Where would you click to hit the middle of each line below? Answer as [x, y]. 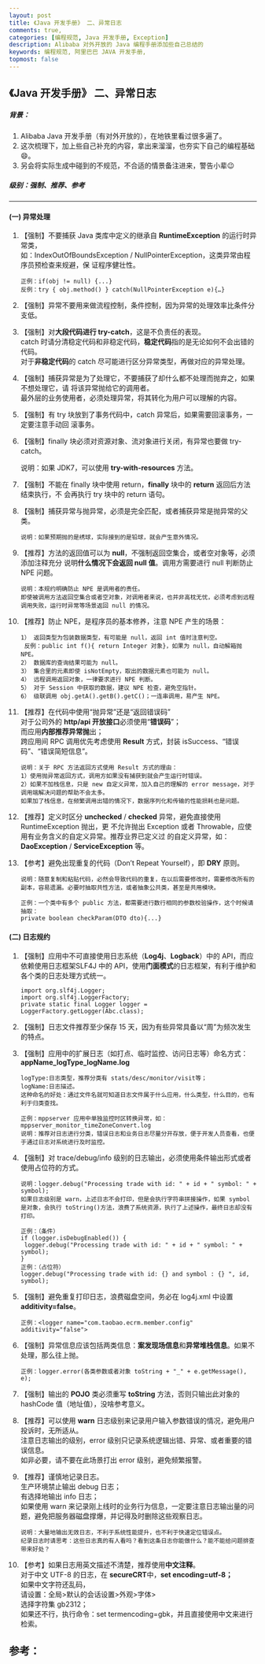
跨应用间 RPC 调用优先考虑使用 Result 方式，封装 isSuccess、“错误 [129, 742]
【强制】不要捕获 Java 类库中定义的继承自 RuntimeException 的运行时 [135, 235]
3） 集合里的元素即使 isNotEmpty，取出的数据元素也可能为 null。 [116, 671]
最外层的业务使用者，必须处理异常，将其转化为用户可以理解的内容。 [131, 398]
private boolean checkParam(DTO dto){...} [91, 918]
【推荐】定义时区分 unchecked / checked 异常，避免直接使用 [121, 817]
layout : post [30, 15]
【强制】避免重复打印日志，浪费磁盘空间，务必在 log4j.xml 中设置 [127, 1296]
